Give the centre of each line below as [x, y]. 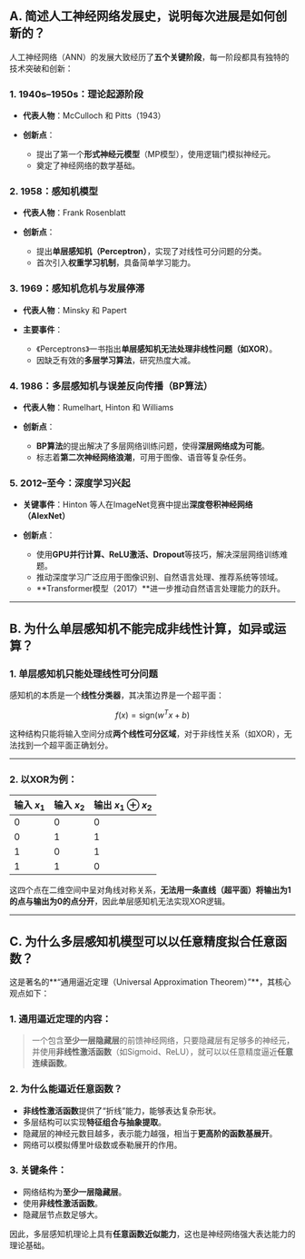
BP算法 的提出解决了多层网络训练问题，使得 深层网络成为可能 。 [152, 446]
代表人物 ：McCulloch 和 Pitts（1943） [94, 115]
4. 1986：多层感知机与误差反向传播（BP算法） [111, 386]
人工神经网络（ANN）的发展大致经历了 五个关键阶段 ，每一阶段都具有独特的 [149, 56]
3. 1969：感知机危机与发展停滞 [77, 289]
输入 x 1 [30, 806]
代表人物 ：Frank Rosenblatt [74, 213]
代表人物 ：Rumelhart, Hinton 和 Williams [98, 407]
